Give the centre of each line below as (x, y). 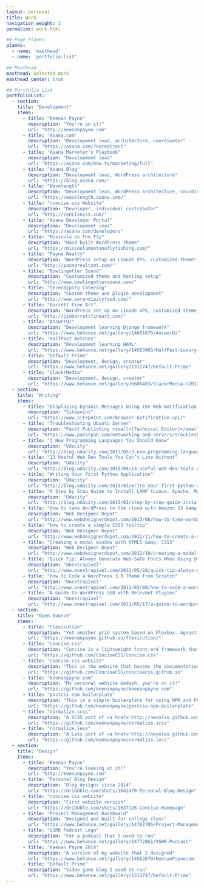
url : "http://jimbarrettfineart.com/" (77, 316)
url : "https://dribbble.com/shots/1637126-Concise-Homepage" (107, 808)
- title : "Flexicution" (53, 627)
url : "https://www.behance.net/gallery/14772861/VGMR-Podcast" (110, 842)
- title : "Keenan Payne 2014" (60, 847)
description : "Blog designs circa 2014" (80, 785)
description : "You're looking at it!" (77, 768)
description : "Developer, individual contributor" (93, 208)
